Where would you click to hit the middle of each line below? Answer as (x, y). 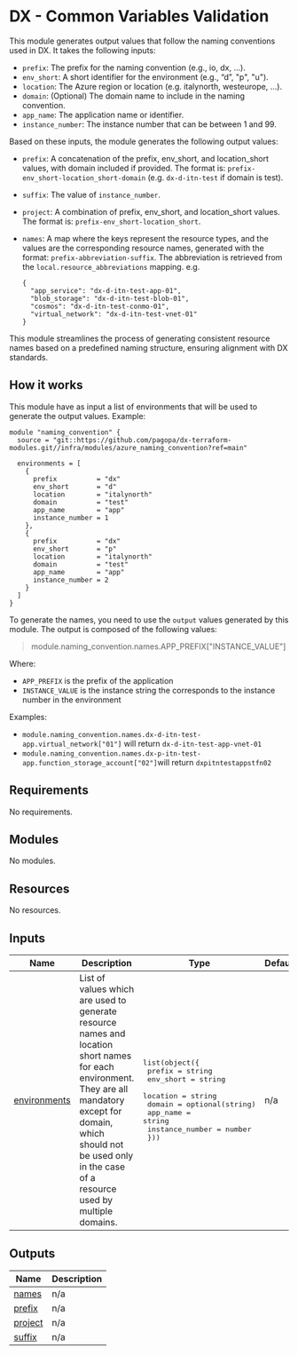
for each (97, 1067)
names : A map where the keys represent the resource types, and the (145, 238)
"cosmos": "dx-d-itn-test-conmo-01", (100, 306)
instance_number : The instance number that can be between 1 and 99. (149, 124)
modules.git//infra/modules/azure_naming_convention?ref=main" (129, 448)
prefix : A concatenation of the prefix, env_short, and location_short (145, 158)
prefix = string (180, 1071)
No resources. (35, 910)
